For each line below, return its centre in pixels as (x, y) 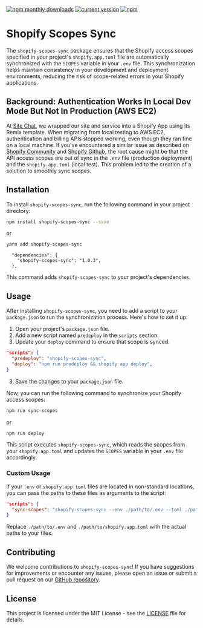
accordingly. (22, 457)
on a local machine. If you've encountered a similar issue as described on (98, 145)
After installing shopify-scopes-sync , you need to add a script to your (92, 311)
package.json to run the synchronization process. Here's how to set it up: (97, 317)
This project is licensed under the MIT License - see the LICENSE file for (96, 613)
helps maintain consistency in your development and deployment (87, 70)
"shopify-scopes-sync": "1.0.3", (59, 261)
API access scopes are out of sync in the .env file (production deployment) (99, 158)
